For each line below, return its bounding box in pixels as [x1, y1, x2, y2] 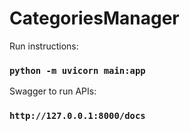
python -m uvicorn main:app [9, 65, 146, 76]
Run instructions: [9, 40, 79, 52]
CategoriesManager [9, 7, 180, 30]
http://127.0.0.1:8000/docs [9, 110, 146, 122]
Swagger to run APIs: [9, 85, 97, 97]
